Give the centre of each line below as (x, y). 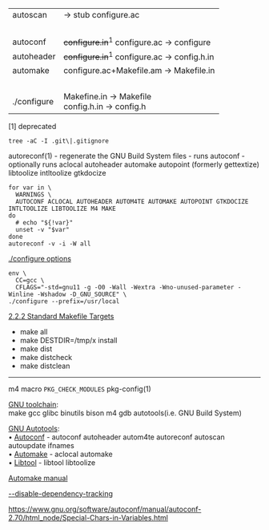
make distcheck (46, 357)
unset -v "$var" (42, 229)
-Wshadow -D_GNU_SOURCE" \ (82, 294)
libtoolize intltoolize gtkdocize (57, 172)
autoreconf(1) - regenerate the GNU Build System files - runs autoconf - (127, 156)
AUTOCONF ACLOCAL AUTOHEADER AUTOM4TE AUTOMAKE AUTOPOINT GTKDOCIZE (132, 201)
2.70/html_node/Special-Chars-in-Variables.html (88, 517)
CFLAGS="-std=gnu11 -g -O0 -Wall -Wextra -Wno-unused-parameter (125, 287)
